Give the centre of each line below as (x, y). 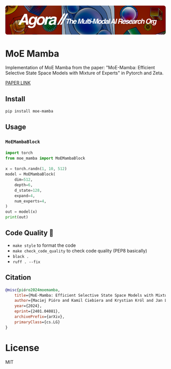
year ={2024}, (28, 306)
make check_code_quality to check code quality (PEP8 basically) (80, 250)
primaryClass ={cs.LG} (37, 322)
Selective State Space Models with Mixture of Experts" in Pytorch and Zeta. (84, 73)
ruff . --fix (26, 262)
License (22, 348)
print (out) (17, 217)
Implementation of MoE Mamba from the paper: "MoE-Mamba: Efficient (80, 68)
